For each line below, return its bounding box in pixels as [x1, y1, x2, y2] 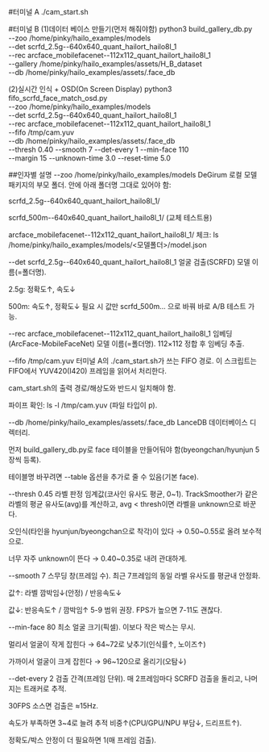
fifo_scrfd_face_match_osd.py [8, 94, 108, 102]
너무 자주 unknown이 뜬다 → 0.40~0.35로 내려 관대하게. [8, 554, 188, 563]
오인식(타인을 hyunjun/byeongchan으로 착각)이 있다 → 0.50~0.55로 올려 [8, 527, 241, 536]
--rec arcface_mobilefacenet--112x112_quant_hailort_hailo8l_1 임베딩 [8, 329, 233, 338]
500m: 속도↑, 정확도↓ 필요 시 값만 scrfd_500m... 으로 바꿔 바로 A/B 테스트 [8, 302, 247, 311]
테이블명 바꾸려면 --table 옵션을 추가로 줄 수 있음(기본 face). [8, 472, 199, 482]
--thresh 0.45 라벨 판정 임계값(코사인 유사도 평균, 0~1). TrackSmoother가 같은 [8, 489, 259, 499]
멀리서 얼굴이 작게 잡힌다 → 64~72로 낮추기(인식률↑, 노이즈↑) [8, 640, 207, 649]
